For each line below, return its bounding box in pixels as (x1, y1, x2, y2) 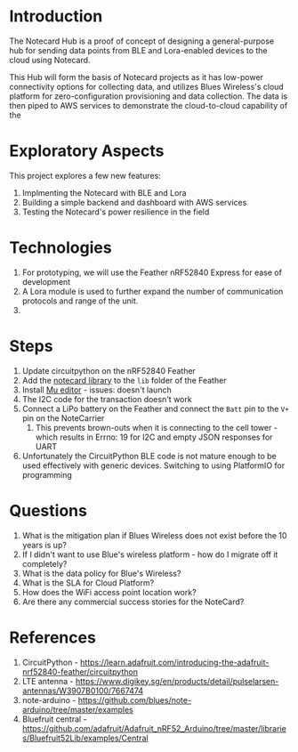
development (21, 276, 71, 287)
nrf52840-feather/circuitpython (21, 666, 138, 677)
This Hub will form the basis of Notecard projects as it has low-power (9, 71, 264, 82)
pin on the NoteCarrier (21, 412, 105, 424)
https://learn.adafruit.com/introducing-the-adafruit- (79, 657, 270, 667)
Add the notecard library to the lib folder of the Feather (21, 375, 227, 385)
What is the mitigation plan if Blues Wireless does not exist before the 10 (21, 530, 287, 540)
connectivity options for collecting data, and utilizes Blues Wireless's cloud (9, 81, 285, 92)
